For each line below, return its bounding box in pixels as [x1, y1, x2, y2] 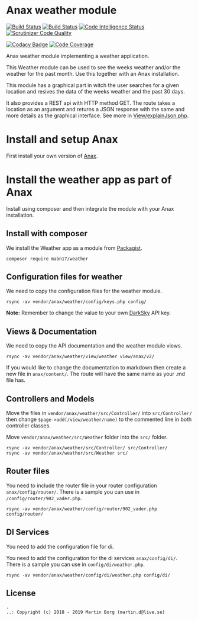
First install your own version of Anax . [6, 152, 98, 159]
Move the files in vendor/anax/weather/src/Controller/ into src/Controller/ [6, 410, 192, 417]
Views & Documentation [6, 326, 97, 336]
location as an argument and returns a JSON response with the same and [6, 105, 185, 112]
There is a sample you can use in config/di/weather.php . [6, 561, 145, 568]
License [6, 588, 36, 599]
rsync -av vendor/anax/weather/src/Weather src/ [6, 451, 128, 456]
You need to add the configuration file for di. [6, 543, 114, 550]
